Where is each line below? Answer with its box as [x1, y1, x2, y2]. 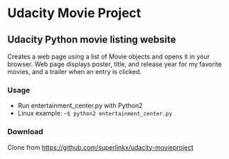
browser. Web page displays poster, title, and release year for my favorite [7, 60, 222, 68]
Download [7, 127, 44, 137]
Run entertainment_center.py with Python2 [17, 101, 143, 110]
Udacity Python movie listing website [7, 34, 176, 46]
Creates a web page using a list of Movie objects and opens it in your [7, 52, 210, 61]
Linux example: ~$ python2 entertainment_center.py [17, 109, 173, 118]
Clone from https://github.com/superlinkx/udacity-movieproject [7, 143, 194, 151]
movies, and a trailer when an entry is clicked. [7, 68, 142, 76]
